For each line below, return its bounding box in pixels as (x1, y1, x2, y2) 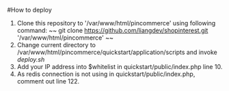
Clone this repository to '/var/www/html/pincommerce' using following (16, 19, 216, 27)
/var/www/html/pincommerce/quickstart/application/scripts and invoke (16, 48, 217, 56)
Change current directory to (16, 41, 96, 49)
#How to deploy (7, 6, 53, 14)
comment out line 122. (16, 77, 80, 85)
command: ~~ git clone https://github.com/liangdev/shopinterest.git (16, 27, 208, 34)
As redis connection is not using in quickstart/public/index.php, (16, 70, 196, 78)
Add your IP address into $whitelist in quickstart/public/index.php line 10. (16, 63, 223, 70)
